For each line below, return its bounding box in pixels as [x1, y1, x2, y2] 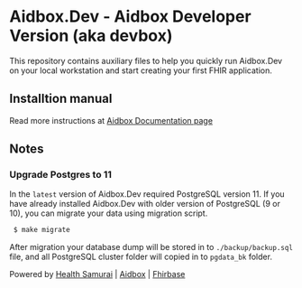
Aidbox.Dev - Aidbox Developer [9, 6, 252, 27]
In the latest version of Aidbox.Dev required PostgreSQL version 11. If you [9, 189, 286, 200]
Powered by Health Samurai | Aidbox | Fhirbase [9, 269, 186, 280]
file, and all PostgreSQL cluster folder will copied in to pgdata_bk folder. [9, 251, 273, 263]
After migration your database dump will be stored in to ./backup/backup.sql [9, 242, 293, 253]
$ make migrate [13, 226, 70, 235]
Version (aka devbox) [9, 25, 173, 46]
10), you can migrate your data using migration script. [9, 208, 208, 218]
